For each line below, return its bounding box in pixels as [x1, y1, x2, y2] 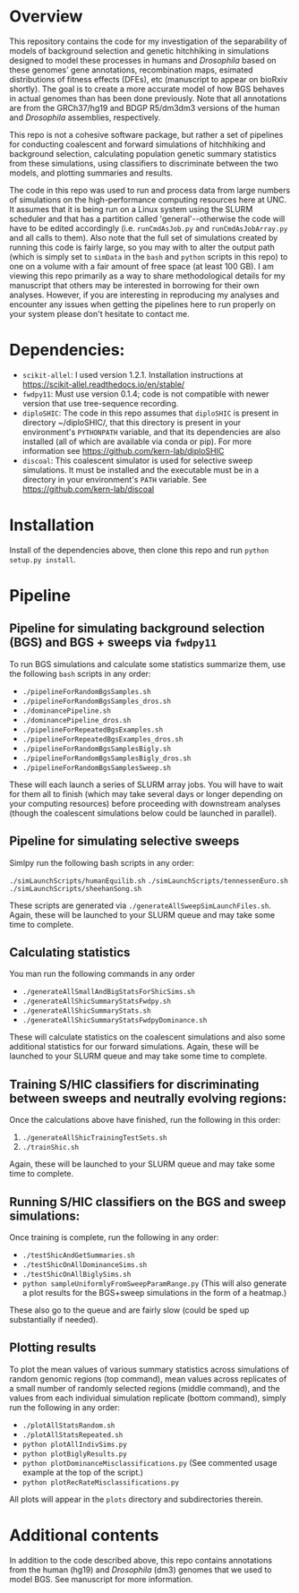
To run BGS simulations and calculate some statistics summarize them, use [9, 658, 286, 669]
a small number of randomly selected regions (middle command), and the [9, 1383, 280, 1393]
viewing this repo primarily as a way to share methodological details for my [9, 270, 286, 281]
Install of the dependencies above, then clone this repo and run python [9, 544, 269, 555]
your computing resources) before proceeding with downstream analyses [9, 798, 281, 809]
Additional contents [9, 1525, 159, 1546]
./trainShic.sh [21, 1143, 80, 1152]
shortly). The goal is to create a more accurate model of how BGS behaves [9, 83, 285, 94]
